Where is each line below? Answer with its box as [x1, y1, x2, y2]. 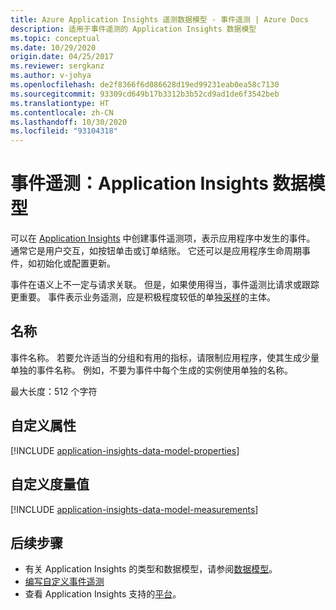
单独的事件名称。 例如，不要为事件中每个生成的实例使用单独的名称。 [10, 364, 293, 376]
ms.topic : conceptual [10, 33, 101, 43]
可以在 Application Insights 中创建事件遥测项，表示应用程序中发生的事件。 [10, 232, 316, 245]
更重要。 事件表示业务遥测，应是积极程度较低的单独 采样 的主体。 [10, 291, 276, 303]
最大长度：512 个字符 [10, 385, 98, 397]
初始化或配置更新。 [36, 257, 116, 270]
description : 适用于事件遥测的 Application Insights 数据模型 [10, 24, 257, 34]
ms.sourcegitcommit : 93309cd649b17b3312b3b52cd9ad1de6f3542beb [10, 89, 280, 99]
